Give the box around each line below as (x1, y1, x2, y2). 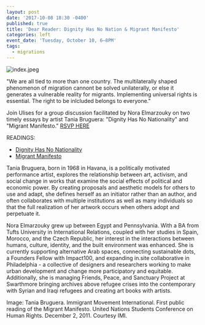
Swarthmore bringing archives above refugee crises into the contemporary (6, 280, 196, 288)
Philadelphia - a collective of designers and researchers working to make (6, 261, 191, 268)
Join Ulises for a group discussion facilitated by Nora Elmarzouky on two (6, 109, 190, 117)
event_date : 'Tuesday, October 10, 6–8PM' (6, 37, 117, 44)
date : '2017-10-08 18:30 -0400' (6, 15, 89, 21)
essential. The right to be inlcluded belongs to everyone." (6, 97, 152, 104)
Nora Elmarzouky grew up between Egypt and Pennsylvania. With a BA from (6, 221, 199, 229)
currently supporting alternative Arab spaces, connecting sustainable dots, (6, 248, 196, 255)
